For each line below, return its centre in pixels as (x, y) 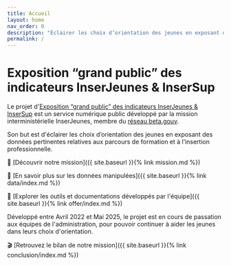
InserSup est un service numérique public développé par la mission (102, 114)
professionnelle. (30, 149)
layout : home (26, 20)
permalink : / (26, 39)
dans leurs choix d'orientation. (50, 231)
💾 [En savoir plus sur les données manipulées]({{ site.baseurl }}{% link (107, 176)
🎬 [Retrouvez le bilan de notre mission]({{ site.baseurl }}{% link (97, 245)
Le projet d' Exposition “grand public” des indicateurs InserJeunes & (102, 106)
